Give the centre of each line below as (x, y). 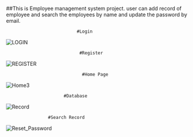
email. (13, 21)
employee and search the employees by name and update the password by (97, 15)
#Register (91, 53)
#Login (85, 31)
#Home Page (95, 75)
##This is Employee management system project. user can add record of (94, 8)
